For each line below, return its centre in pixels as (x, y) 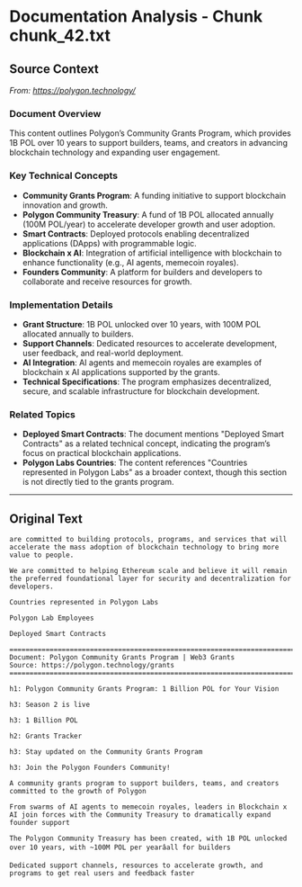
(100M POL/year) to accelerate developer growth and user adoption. (149, 224)
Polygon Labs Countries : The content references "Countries (135, 463)
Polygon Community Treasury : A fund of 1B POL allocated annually (148, 214)
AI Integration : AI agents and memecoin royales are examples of (142, 363)
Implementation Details (62, 305)
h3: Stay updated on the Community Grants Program (106, 752)
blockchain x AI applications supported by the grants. (121, 372)
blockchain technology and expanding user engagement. (115, 152)
